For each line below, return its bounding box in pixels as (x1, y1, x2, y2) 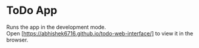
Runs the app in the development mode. (6, 23, 106, 31)
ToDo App (6, 4, 58, 17)
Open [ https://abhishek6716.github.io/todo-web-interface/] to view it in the (6, 29, 194, 37)
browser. (6, 36, 29, 43)
